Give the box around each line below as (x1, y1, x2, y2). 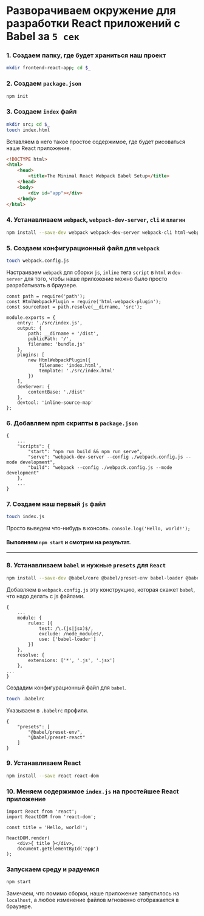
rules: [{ (28, 620, 53, 626)
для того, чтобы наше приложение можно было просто (24, 275, 168, 282)
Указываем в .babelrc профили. (6, 706, 89, 714)
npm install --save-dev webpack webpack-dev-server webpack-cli (6, 229, 172, 236)
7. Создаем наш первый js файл (6, 500, 106, 508)
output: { (17, 325, 42, 331)
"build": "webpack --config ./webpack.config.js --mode (28, 465, 172, 471)
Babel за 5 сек (6, 30, 80, 43)
